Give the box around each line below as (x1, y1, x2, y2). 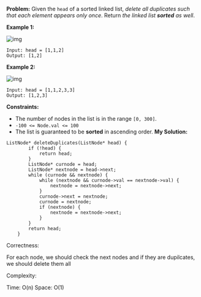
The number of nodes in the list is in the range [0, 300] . (15, 115, 157, 122)
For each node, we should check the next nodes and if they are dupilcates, (6, 254, 195, 261)
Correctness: (6, 242, 40, 249)
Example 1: (6, 24, 35, 31)
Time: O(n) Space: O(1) (6, 284, 64, 291)
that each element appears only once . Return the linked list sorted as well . (6, 12, 195, 19)
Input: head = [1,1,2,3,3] (6, 87, 75, 93)
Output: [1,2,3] (6, 92, 48, 99)
